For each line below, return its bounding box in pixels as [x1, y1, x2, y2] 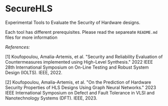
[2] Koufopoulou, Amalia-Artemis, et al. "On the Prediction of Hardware [5, 79, 151, 85]
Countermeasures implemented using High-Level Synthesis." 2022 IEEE [5, 59, 153, 65]
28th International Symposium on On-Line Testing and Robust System [5, 64, 149, 70]
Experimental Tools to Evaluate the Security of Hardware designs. [5, 19, 140, 25]
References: [5, 44, 30, 50]
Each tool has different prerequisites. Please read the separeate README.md [5, 29, 157, 35]
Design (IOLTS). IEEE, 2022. [5, 69, 62, 75]
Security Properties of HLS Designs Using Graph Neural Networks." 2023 [5, 84, 156, 90]
